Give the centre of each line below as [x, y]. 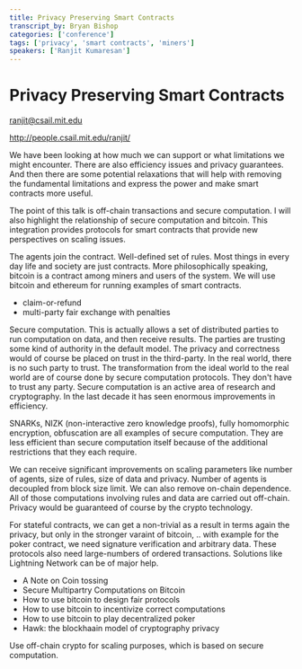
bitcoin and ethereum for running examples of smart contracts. [125, 286]
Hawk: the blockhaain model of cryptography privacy [121, 629]
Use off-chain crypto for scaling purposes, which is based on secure [137, 646]
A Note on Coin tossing [65, 581]
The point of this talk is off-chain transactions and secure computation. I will [150, 211]
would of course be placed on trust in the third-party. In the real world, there [151, 358]
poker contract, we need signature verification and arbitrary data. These [143, 544]
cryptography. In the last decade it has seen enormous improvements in [142, 397]
